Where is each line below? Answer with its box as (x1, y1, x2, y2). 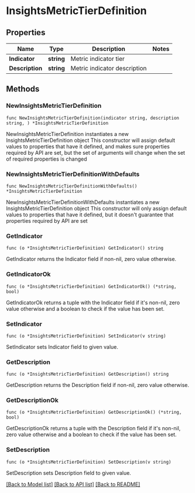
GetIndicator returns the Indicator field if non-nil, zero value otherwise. (6, 256, 177, 263)
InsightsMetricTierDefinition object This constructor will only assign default (6, 205, 187, 212)
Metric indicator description (70, 64, 147, 72)
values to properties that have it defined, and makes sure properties (6, 142, 170, 150)
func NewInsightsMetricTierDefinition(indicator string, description (6, 115, 180, 121)
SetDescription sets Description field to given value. (6, 469, 132, 476)
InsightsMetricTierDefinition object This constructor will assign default (6, 137, 176, 144)
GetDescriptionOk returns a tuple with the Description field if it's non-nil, (6, 425, 181, 432)
